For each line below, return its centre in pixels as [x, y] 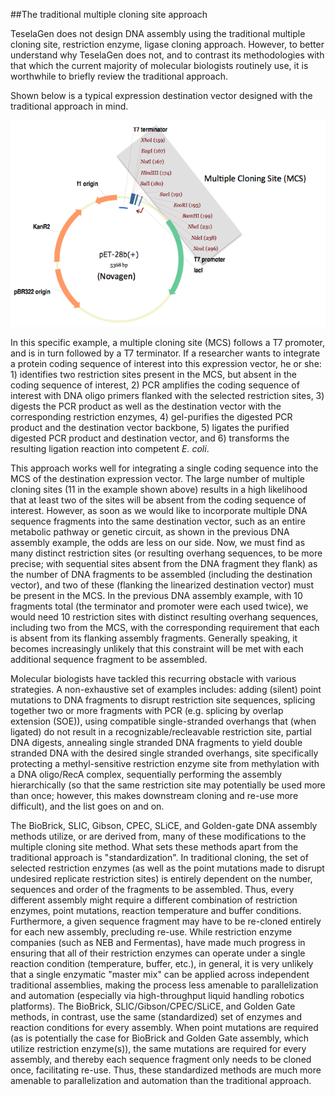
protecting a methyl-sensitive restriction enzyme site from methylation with [165, 763]
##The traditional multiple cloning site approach [109, 14]
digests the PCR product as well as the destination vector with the [146, 406]
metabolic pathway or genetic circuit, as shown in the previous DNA [150, 531]
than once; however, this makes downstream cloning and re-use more [154, 795]
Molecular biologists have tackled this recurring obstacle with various [153, 678]
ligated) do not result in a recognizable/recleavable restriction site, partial [161, 731]
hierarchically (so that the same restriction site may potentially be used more [168, 785]
